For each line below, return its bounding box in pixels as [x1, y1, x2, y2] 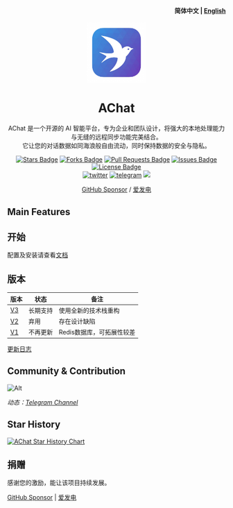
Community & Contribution [7, 365, 126, 378]
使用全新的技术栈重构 [58, 306, 120, 314]
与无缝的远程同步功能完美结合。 [71, 133, 162, 142]
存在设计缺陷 [58, 317, 96, 325]
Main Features [7, 205, 71, 218]
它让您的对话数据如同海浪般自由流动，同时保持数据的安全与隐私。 [22, 142, 211, 150]
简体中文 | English [174, 6, 226, 15]
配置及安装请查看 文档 [7, 251, 68, 260]
